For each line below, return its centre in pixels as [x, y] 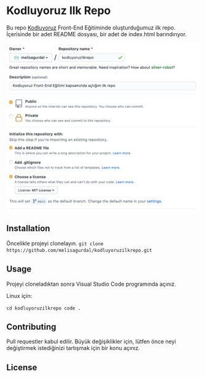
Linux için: [19, 295]
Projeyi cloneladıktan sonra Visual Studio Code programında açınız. [91, 284]
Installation [28, 228]
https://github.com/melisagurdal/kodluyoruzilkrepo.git [79, 250]
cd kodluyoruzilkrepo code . [44, 308]
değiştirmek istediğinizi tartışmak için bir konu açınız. [73, 348]
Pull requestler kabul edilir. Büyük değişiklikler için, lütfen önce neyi [91, 341]
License [22, 367]
